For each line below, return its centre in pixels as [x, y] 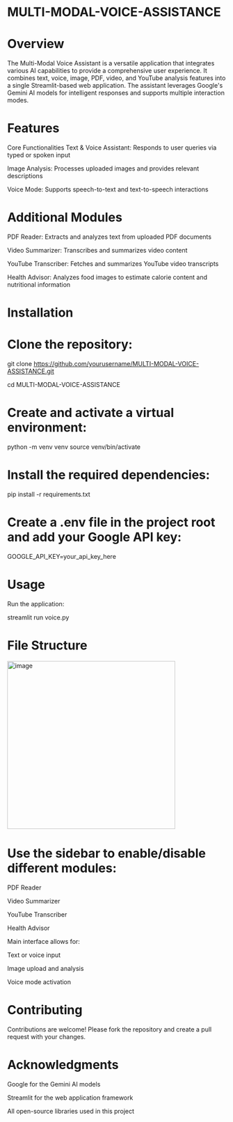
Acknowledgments [63, 1065]
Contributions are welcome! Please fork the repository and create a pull [110, 1029]
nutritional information [39, 285]
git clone [20, 364]
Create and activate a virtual [91, 413]
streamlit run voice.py [38, 617]
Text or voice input [34, 955]
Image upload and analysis [46, 968]
